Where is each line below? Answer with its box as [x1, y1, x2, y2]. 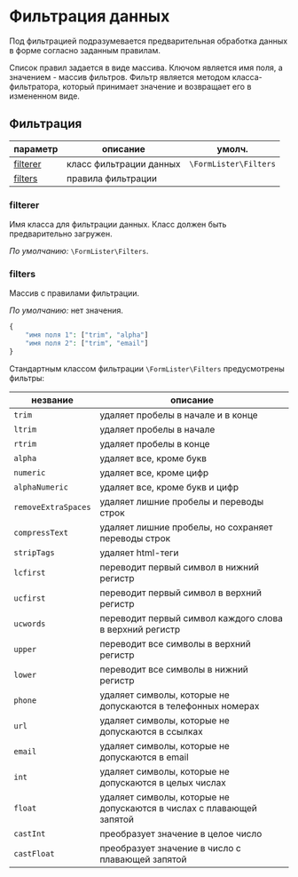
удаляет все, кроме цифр [99, 466, 209, 479]
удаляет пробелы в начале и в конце [99, 409, 259, 421]
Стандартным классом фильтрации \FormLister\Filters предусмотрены [9, 363, 286, 374]
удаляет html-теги [99, 546, 179, 559]
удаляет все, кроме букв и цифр [99, 481, 239, 493]
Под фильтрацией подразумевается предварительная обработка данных [9, 36, 288, 46]
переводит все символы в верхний [99, 637, 251, 650]
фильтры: [9, 372, 45, 383]
